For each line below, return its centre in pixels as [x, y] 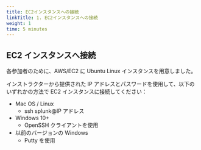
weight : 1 [19, 23]
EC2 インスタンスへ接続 [51, 55]
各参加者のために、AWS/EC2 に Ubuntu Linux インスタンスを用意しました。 [101, 71]
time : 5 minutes [27, 29]
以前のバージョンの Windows [51, 133]
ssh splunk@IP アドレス [54, 111]
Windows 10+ [32, 118]
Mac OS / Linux [34, 104]
